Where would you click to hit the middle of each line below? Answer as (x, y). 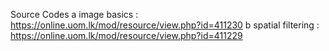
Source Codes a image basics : (74, 14)
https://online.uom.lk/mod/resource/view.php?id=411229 (126, 35)
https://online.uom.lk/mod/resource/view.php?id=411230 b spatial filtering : (165, 25)
